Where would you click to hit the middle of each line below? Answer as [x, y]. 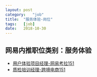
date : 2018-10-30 [26, 29]
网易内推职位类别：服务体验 [48, 50]
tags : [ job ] [20, 24]
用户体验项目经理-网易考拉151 [43, 63]
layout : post [19, 10]
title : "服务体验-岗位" [29, 19]
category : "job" [25, 15]
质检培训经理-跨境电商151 [39, 69]
